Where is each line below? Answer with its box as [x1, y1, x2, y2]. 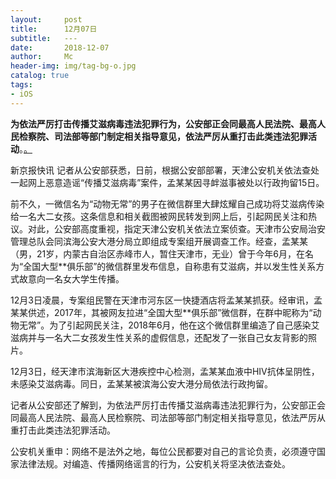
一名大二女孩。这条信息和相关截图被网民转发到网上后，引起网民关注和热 [18, 210, 317, 222]
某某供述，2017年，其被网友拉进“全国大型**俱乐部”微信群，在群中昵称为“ [10, 306, 313, 318]
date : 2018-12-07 [10, 42, 110, 53]
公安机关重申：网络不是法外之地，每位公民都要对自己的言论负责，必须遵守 [10, 445, 317, 457]
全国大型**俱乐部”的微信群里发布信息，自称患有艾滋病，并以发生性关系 [23, 260, 317, 272]
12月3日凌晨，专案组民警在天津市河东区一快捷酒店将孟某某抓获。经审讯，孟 [10, 294, 323, 306]
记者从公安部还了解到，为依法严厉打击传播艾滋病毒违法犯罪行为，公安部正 [10, 399, 317, 411]
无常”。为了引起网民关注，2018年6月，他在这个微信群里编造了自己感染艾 [18, 319, 320, 331]
